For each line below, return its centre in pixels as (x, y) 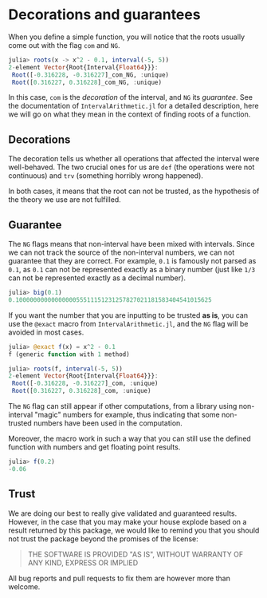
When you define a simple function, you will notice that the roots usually (127, 37)
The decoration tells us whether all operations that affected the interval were (134, 159)
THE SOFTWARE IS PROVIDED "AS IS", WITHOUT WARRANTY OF (135, 554)
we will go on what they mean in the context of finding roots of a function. (130, 114)
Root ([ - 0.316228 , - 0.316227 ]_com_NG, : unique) (90, 75)
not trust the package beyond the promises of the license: (103, 539)
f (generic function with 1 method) (69, 354)
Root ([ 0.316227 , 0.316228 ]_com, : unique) (81, 391)
